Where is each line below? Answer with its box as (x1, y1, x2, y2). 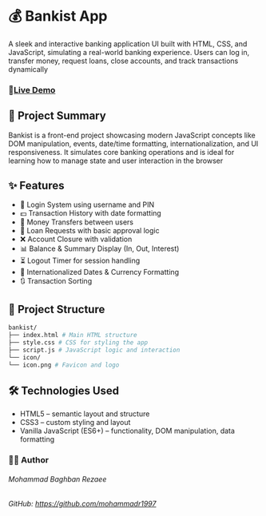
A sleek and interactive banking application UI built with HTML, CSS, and (8, 38, 248, 49)
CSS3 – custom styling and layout (19, 418, 131, 427)
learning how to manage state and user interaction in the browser (8, 156, 224, 165)
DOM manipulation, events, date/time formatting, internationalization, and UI (8, 138, 259, 149)
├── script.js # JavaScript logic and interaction (8, 346, 181, 354)
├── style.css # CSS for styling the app (8, 339, 149, 347)
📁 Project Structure (8, 302, 105, 316)
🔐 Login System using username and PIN (19, 200, 155, 209)
